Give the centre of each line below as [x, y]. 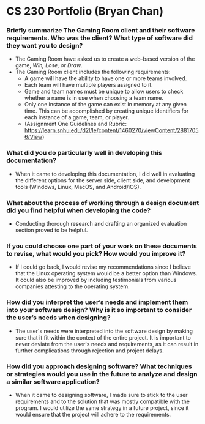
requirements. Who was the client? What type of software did [100, 38]
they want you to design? [45, 46]
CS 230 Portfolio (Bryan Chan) [85, 11]
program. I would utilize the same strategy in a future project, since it [102, 407]
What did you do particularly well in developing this [84, 153]
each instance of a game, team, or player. [77, 117]
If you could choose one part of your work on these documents [102, 246]
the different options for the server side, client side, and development [102, 180]
